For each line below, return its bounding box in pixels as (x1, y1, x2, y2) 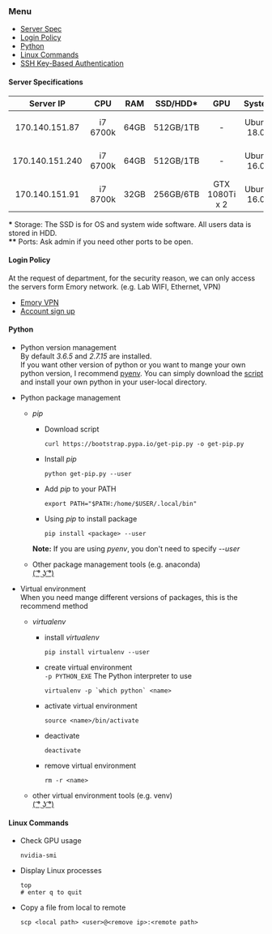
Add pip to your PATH (44, 484, 117, 494)
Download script (44, 424, 100, 434)
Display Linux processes (19, 866, 103, 876)
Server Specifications (8, 77, 83, 87)
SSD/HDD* (155, 97, 198, 109)
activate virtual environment (44, 700, 138, 710)
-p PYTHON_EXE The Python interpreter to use (44, 671, 193, 680)
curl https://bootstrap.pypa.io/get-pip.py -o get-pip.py (44, 439, 244, 448)
